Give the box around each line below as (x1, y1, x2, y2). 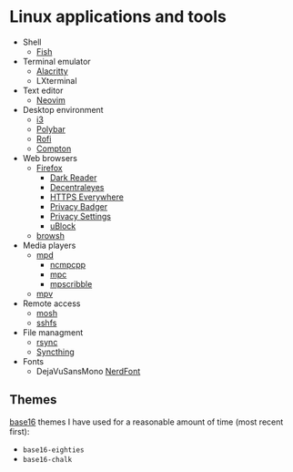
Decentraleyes (49, 181, 105, 192)
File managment (22, 326, 84, 338)
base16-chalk (22, 455, 73, 464)
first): (9, 426, 30, 436)
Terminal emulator (22, 56, 91, 67)
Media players (22, 240, 76, 251)
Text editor (22, 85, 64, 96)
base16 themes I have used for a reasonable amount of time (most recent (9, 416, 284, 427)
